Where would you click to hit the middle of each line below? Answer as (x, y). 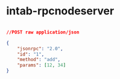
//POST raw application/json (43, 32)
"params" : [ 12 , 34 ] (42, 65)
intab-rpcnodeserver (60, 11)
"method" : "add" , (39, 60)
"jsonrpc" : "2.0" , (40, 48)
